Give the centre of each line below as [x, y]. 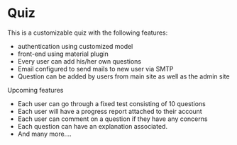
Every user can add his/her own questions [79, 61]
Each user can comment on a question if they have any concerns [112, 119]
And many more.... [45, 134]
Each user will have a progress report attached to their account [110, 111]
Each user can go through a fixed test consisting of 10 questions [111, 103]
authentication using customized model [75, 46]
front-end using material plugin [63, 54]
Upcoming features [35, 90]
